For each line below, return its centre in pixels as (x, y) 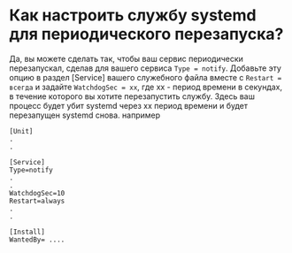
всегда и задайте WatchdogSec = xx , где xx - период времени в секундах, (146, 87)
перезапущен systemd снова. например (85, 115)
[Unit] (21, 131)
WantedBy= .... (37, 240)
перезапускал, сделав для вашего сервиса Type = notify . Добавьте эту (145, 68)
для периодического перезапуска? (146, 34)
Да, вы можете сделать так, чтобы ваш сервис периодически (126, 58)
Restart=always (37, 201)
